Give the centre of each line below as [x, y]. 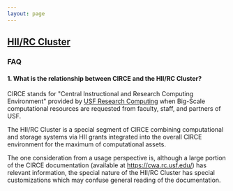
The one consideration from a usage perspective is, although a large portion [117, 158]
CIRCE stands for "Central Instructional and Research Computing [100, 94]
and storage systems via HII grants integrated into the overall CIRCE [105, 137]
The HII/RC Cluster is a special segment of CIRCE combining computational [115, 130]
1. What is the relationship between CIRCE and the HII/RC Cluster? [105, 78]
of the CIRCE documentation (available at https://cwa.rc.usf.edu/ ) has [107, 165]
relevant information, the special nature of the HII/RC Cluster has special [111, 173]
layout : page [26, 14]
